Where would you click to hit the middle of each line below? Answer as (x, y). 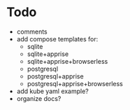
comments (32, 32)
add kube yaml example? (52, 91)
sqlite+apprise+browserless (67, 61)
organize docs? (39, 98)
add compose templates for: (57, 39)
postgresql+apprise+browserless (75, 83)
